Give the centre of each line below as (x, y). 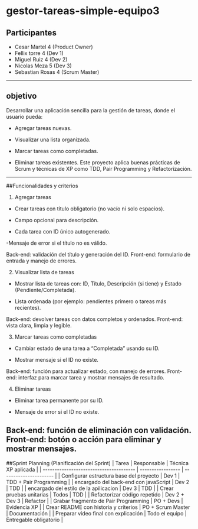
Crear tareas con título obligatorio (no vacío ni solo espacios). (90, 209)
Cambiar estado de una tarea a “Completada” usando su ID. (87, 348)
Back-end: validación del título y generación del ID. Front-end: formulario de (98, 254)
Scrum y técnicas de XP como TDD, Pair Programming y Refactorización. (103, 168)
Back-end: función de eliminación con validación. (99, 431)
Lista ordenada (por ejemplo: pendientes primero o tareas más (90, 301)
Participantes (32, 33)
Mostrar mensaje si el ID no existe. (57, 359)
